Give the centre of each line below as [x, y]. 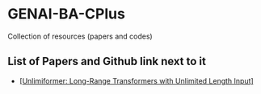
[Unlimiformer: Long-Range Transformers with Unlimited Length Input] [136, 80]
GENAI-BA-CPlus [67, 14]
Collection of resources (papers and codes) [80, 36]
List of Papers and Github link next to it [107, 61]
